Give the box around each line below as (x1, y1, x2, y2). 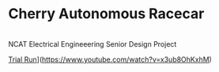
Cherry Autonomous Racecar (8, 5, 205, 23)
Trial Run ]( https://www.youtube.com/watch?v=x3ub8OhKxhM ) (8, 55, 212, 64)
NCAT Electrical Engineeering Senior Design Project (8, 39, 177, 48)
